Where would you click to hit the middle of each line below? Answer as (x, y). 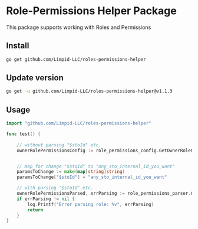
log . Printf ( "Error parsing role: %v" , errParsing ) (91, 204)
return (35, 210)
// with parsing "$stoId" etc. (55, 188)
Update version (35, 78)
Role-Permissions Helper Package (91, 11)
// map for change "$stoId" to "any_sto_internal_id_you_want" (96, 166)
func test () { (24, 134)
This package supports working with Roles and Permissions (79, 27)
